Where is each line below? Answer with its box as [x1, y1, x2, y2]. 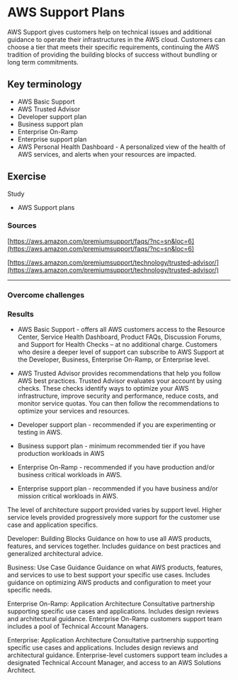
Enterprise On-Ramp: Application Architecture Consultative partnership [7, 600, 215, 608]
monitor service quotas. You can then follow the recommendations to [17, 399, 220, 408]
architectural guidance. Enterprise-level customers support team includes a [7, 651, 228, 659]
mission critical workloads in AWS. [17, 492, 119, 501]
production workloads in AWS [17, 450, 105, 458]
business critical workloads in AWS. [17, 471, 123, 479]
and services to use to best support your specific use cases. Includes [7, 571, 210, 579]
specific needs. [7, 586, 52, 594]
